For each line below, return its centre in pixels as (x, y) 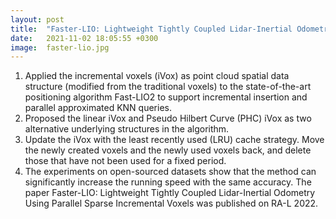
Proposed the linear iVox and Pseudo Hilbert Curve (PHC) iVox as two (168, 118)
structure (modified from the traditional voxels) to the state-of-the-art (168, 87)
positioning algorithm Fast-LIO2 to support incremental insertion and (166, 97)
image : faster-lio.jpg (60, 47)
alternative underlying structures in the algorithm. (127, 129)
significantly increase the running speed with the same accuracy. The (168, 182)
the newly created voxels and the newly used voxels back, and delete (168, 150)
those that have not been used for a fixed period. (125, 161)
